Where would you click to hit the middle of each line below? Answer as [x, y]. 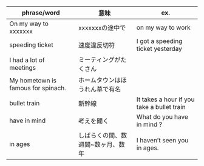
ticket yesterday [159, 49]
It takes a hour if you [165, 99]
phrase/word [41, 13]
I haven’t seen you [162, 140]
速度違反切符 [97, 45]
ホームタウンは [100, 80]
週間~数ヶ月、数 [102, 144]
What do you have [162, 117]
